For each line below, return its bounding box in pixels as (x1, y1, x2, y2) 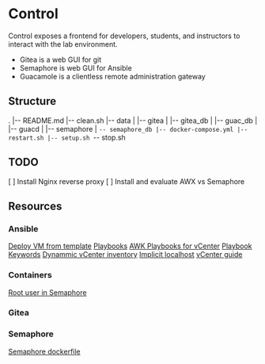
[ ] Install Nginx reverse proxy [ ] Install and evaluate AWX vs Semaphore (8, 176, 245, 186)
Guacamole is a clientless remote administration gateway (19, 71, 206, 81)
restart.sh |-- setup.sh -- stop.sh (8, 132, 127, 142)
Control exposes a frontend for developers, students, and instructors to (8, 31, 240, 40)
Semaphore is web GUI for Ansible (19, 63, 132, 72)
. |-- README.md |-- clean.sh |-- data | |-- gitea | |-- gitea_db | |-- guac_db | (8, 116, 258, 125)
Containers (8, 270, 53, 281)
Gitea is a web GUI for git (19, 55, 102, 64)
